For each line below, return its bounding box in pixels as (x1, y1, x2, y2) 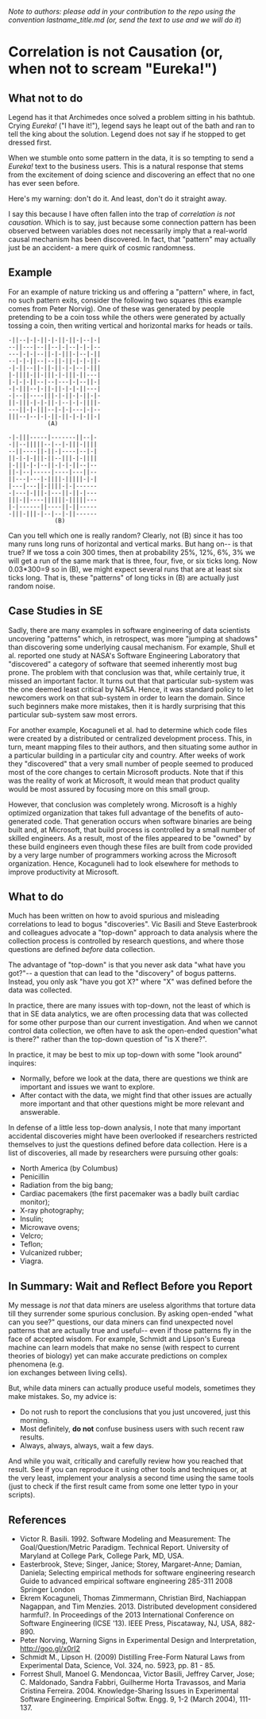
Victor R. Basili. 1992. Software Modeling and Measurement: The (19, 1534, 231, 1544)
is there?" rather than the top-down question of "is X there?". (8, 1035, 208, 1044)
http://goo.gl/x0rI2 (19, 1644, 81, 1654)
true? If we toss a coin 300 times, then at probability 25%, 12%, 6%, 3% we (8, 547, 256, 557)
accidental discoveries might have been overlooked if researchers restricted (8, 1131, 258, 1141)
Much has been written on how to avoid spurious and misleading (8, 911, 220, 920)
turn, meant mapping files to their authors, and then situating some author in (8, 742, 258, 751)
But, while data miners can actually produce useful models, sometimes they (8, 1383, 256, 1393)
